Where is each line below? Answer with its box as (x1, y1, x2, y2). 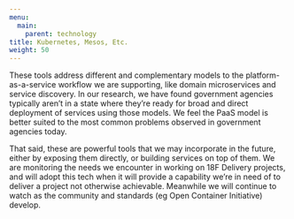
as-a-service (9, 79, 57, 90)
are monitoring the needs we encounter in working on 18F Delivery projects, (9, 162, 286, 173)
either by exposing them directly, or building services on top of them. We (9, 153, 275, 163)
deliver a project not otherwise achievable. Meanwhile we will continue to (9, 181, 277, 192)
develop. (9, 200, 42, 210)
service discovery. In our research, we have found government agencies (9, 89, 274, 100)
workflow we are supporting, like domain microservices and (58, 79, 276, 90)
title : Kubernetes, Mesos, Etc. (9, 37, 128, 47)
